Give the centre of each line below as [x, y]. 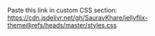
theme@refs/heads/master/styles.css [62, 25]
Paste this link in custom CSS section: [62, 10]
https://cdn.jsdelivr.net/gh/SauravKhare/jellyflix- [77, 18]
